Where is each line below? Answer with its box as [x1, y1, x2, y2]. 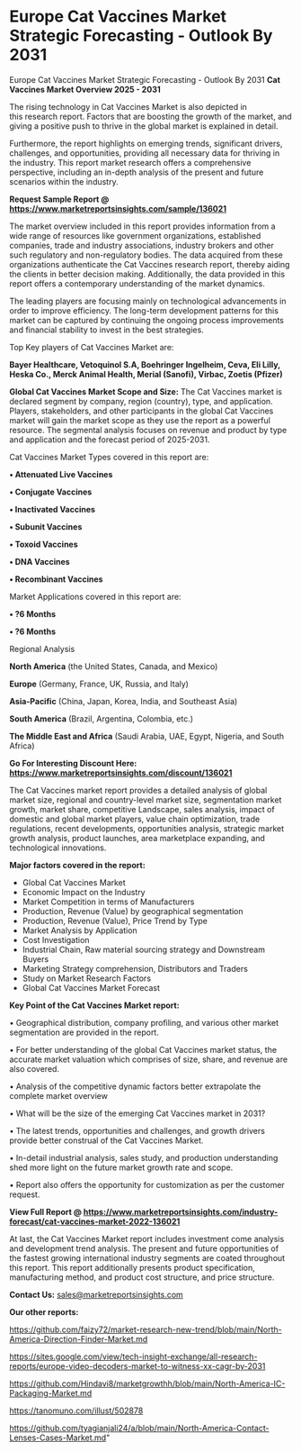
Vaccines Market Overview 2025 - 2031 [9, 84, 161, 95]
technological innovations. [9, 842, 107, 853]
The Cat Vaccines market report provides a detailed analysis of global [9, 784, 268, 795]
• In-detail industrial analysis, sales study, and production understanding [9, 1152, 279, 1163]
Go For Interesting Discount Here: [9, 757, 137, 768]
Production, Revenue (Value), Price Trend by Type [22, 915, 208, 926]
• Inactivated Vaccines [9, 503, 96, 514]
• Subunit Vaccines [9, 521, 83, 532]
